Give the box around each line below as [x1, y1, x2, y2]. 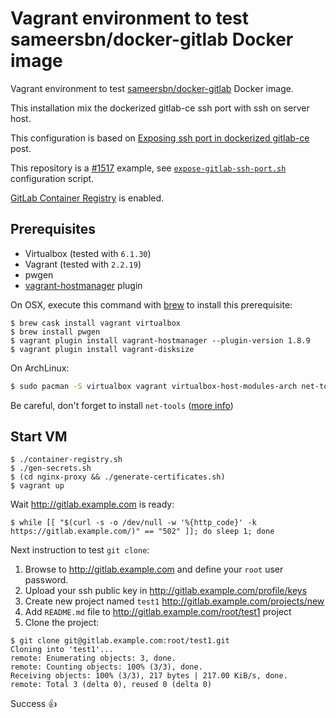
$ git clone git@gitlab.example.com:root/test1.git [10, 636, 230, 646]
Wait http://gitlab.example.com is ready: [10, 498, 175, 511]
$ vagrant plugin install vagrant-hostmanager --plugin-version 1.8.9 [10, 335, 311, 346]
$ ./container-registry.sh [10, 455, 123, 465]
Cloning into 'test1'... [10, 645, 114, 655]
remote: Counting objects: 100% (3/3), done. [10, 662, 203, 672]
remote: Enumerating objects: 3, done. [10, 653, 177, 664]
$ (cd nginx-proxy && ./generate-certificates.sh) [10, 472, 226, 482]
